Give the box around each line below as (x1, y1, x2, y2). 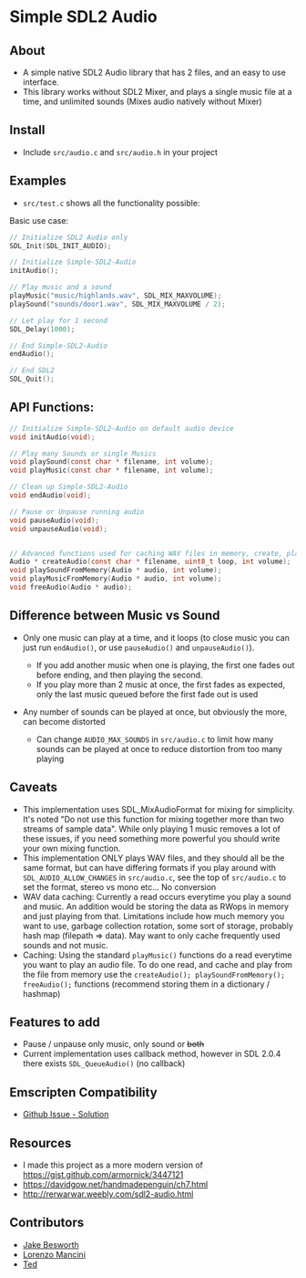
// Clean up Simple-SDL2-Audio (9, 482, 128, 492)
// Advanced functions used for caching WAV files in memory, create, (9, 549, 283, 558)
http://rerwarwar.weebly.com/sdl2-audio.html (22, 1189, 194, 1199)
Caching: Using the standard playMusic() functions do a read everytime (22, 949, 292, 960)
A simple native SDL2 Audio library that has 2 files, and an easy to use (22, 67, 287, 78)
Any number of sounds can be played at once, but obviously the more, (22, 706, 288, 718)
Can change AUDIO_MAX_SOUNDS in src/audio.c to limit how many (36, 733, 274, 745)
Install (9, 122, 46, 138)
